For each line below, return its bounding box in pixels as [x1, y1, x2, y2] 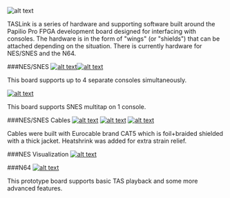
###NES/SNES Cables [7, 116, 71, 124]
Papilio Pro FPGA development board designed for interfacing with [7, 28, 197, 35]
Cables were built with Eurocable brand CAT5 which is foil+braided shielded [7, 130, 223, 137]
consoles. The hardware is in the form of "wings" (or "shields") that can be [7, 34, 220, 43]
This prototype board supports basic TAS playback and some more [7, 177, 198, 185]
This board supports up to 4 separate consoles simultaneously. [7, 76, 187, 84]
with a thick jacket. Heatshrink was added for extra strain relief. [7, 137, 187, 145]
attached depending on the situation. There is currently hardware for [7, 42, 202, 50]
